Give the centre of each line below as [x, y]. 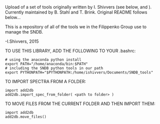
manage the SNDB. [24, 32]
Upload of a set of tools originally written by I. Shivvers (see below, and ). [78, 7]
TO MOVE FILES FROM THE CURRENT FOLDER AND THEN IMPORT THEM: [80, 104]
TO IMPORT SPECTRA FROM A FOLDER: [46, 81]
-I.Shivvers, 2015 [22, 41]
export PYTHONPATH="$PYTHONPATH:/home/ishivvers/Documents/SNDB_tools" [79, 72]
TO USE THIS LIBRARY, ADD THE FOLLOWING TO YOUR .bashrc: [71, 51]
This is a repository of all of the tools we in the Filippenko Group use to [76, 27]
